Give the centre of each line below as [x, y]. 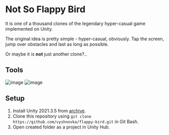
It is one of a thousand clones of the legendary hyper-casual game [75, 23]
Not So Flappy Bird [45, 9]
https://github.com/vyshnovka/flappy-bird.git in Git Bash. [76, 121]
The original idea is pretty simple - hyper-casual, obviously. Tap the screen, [85, 39]
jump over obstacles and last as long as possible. [57, 44]
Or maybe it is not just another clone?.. [46, 54]
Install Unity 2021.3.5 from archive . [49, 111]
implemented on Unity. [29, 29]
